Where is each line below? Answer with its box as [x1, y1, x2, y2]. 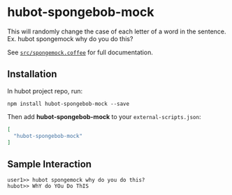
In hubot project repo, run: [7, 86, 83, 95]
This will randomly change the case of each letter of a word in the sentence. [7, 27, 226, 36]
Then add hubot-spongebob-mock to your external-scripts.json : [7, 112, 201, 120]
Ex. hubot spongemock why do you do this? [7, 34, 133, 42]
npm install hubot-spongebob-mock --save [7, 100, 130, 107]
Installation [7, 68, 57, 80]
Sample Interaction [7, 158, 92, 170]
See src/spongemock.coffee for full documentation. [7, 48, 154, 56]
